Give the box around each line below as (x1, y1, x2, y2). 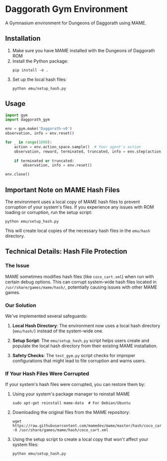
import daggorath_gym (5, 117, 50, 122)
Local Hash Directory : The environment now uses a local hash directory (12, 322, 161, 328)
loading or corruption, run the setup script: (5, 210, 92, 215)
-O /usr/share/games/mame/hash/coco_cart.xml (12, 428, 108, 433)
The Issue (5, 262, 30, 269)
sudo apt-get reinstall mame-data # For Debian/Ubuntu (12, 401, 131, 406)
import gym (5, 113, 28, 118)
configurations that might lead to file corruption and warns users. (12, 358, 146, 364)
